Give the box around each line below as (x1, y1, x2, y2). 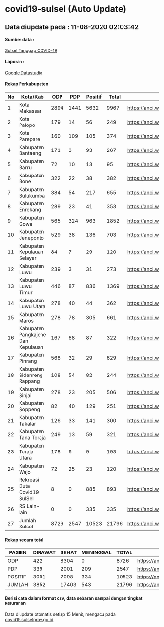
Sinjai (19, 392, 32, 399)
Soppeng (19, 406, 41, 413)
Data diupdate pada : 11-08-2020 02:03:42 (5, 23, 139, 31)
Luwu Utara (19, 303, 46, 310)
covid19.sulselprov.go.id (5, 616, 54, 622)
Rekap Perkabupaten (5, 81, 49, 87)
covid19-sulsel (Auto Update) (5, 3, 127, 15)
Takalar (19, 420, 36, 427)
